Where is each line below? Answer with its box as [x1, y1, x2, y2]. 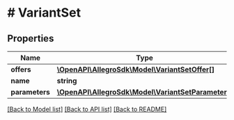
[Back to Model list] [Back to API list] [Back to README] [7, 105, 167, 113]
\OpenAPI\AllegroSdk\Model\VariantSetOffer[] [56, 65, 214, 74]
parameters [10, 87, 50, 96]
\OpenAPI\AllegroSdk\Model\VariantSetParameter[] [56, 87, 233, 96]
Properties [7, 33, 54, 44]
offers [10, 65, 31, 74]
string [56, 76, 77, 85]
